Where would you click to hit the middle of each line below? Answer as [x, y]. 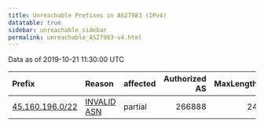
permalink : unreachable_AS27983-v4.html [75, 37]
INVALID [101, 102]
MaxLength [236, 84]
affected [140, 84]
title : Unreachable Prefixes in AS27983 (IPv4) [88, 15]
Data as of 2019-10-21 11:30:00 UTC [66, 60]
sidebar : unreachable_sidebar [58, 30]
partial [136, 107]
